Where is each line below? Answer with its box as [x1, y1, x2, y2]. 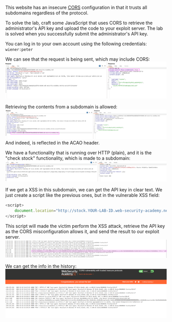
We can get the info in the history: [5, 263, 77, 269]
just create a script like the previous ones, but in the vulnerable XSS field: [5, 192, 160, 199]
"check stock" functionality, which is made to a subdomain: [5, 155, 131, 162]
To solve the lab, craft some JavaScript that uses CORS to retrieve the [5, 20, 153, 26]
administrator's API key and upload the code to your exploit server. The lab [5, 25, 163, 31]
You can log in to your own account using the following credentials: [5, 41, 147, 47]
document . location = [14, 208, 56, 213]
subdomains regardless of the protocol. [5, 10, 89, 16]
